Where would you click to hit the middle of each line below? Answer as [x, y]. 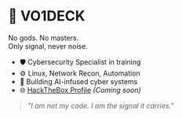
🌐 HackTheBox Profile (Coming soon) [80, 90]
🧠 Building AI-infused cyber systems [78, 81]
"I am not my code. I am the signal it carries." [100, 105]
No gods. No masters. [44, 38]
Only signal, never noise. [48, 46]
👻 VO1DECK [47, 16]
